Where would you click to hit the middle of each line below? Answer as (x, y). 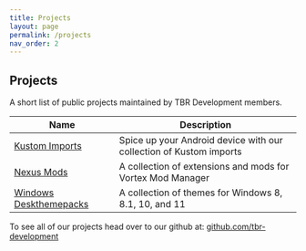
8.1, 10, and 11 (152, 204)
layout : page (34, 26)
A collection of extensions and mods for (204, 167)
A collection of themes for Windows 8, (201, 193)
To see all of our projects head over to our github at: (107, 227)
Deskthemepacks (51, 204)
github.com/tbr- (236, 227)
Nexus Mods (41, 173)
